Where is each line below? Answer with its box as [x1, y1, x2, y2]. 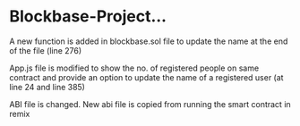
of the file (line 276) [9, 45, 82, 55]
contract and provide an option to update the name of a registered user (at [9, 71, 284, 82]
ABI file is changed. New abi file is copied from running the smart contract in [9, 98, 291, 109]
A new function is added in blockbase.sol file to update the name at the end [9, 36, 288, 46]
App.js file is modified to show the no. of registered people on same [9, 63, 260, 73]
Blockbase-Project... [9, 6, 167, 27]
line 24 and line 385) [9, 81, 85, 92]
